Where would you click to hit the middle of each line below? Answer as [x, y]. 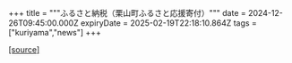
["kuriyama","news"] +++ [55, 32]
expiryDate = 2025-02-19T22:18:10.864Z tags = [168, 23]
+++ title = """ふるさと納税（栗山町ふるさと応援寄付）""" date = [128, 13]
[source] [24, 50]
